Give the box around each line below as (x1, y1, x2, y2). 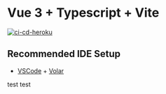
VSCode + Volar (17, 66, 64, 75)
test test (7, 80, 32, 88)
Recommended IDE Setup (7, 48, 121, 60)
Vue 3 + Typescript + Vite (7, 5, 160, 21)
